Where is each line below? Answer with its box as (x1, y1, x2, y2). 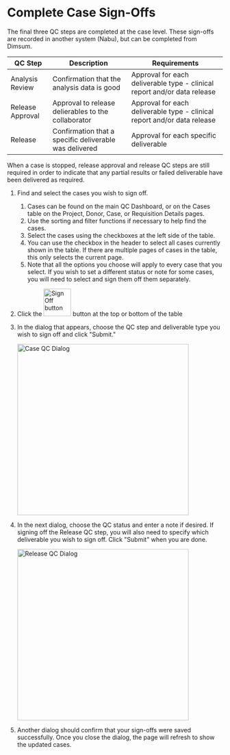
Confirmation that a (52, 126, 115, 136)
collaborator (52, 115, 92, 125)
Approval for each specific (131, 130, 217, 140)
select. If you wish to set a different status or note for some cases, (27, 267, 214, 275)
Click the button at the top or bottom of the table (16, 310, 183, 318)
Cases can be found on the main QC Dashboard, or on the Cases (27, 202, 211, 210)
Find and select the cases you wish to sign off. (16, 188, 149, 197)
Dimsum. (7, 42, 32, 50)
